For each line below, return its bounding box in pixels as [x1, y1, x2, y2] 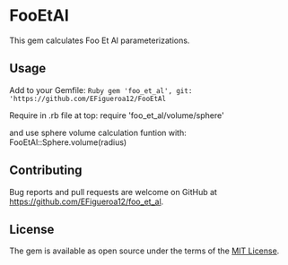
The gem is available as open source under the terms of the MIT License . [9, 245, 280, 256]
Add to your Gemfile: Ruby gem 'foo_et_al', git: [9, 84, 193, 95]
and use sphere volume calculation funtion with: [9, 127, 187, 138]
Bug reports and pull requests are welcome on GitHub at [9, 186, 218, 197]
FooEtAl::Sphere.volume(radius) [9, 136, 127, 148]
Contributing [9, 163, 83, 178]
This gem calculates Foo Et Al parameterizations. [9, 35, 190, 46]
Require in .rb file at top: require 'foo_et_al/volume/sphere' [9, 109, 224, 121]
